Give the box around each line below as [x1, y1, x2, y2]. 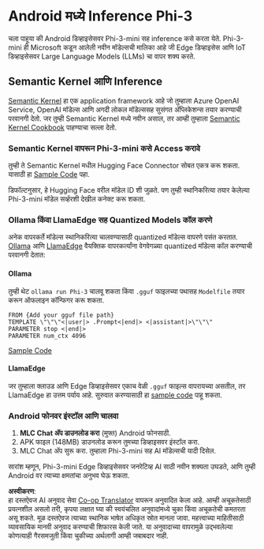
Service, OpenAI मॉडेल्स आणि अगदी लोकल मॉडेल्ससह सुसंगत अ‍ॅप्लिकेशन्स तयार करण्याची [8, 104, 242, 114]
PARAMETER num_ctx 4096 [8, 332, 87, 340]
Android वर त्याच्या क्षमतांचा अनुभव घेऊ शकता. [8, 471, 130, 480]
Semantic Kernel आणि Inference [8, 75, 163, 88]
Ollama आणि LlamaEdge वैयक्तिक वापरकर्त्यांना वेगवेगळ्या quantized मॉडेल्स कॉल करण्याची [8, 241, 252, 251]
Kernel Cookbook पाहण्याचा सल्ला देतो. [8, 122, 117, 132]
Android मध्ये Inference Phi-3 [8, 7, 193, 25]
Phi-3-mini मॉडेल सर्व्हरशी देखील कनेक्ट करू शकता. [8, 194, 146, 204]
